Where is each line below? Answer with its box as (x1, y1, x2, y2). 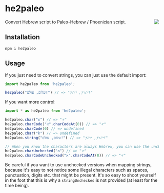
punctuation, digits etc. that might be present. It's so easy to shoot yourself (5, 172, 156, 178)
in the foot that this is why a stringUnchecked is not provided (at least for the (5, 177, 158, 183)
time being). (5, 183, 29, 189)
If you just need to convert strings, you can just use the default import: (5, 72, 147, 78)
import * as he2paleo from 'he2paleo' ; (5, 108, 86, 113)
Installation (5, 33, 40, 41)
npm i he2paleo (5, 46, 36, 51)
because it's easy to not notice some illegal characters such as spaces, (5, 167, 149, 173)
